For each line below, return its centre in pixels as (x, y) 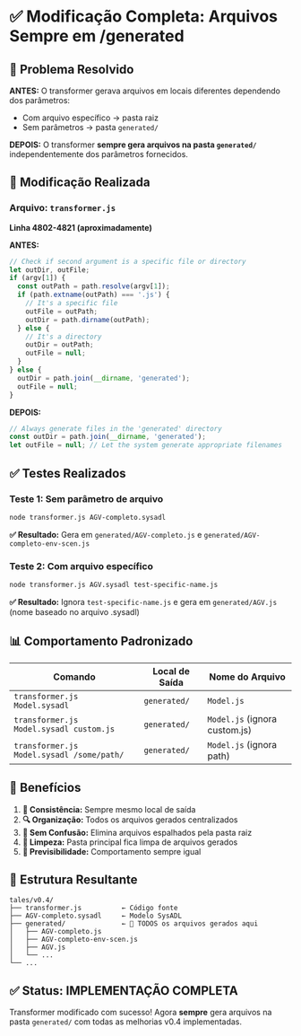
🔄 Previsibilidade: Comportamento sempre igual (112, 851)
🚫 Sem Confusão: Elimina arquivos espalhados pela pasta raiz (137, 832)
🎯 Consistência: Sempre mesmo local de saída (109, 809)
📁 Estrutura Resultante (73, 879)
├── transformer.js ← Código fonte (94, 909)
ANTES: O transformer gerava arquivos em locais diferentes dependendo (145, 91)
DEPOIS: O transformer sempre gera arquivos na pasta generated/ (133, 145)
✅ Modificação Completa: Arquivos (144, 17)
